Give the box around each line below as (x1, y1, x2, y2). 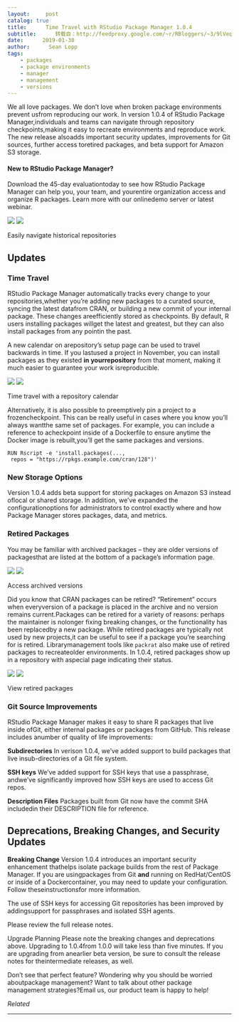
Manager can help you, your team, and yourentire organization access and (7, 188, 226, 196)
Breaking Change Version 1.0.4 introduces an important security (7, 855, 197, 863)
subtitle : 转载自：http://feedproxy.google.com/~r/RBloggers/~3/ (7, 30, 217, 38)
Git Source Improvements (7, 701, 97, 711)
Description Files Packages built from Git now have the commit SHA (7, 797, 208, 806)
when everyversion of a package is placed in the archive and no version (7, 602, 218, 611)
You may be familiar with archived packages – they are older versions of (7, 545, 219, 553)
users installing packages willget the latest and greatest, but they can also (7, 319, 224, 328)
